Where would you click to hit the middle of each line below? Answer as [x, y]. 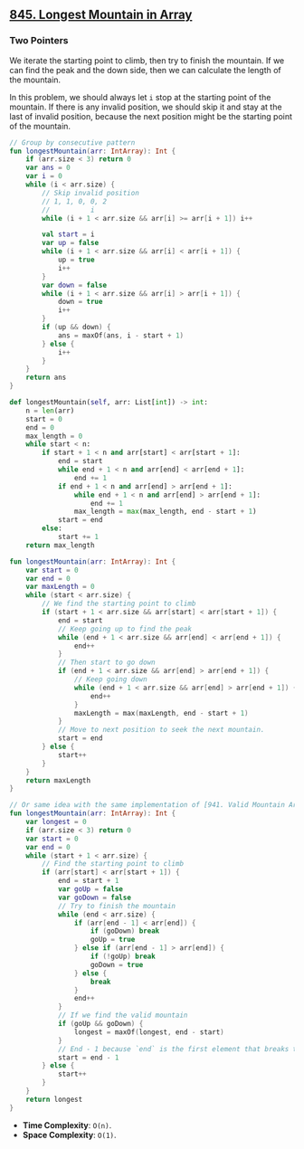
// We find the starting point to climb [119, 604]
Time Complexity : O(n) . [67, 1125]
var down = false [74, 285]
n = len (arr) [50, 411]
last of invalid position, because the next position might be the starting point [151, 116]
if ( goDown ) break [125, 931]
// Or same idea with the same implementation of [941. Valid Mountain [147, 805]
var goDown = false [94, 897]
